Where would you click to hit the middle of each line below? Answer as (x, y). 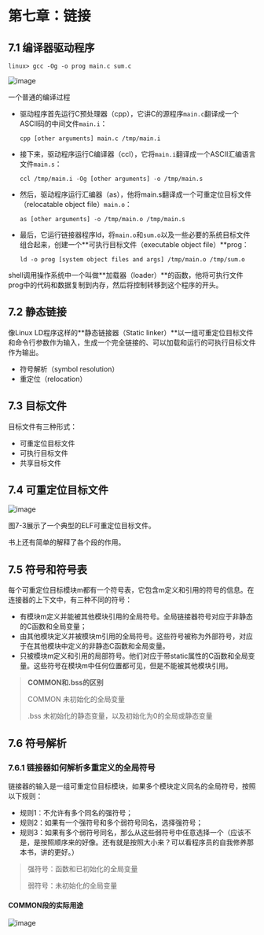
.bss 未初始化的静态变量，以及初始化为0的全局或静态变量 (120, 716)
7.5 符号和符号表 (48, 569)
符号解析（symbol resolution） (69, 369)
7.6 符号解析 (37, 743)
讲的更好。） (59, 852)
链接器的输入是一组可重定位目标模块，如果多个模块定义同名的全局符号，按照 (132, 786)
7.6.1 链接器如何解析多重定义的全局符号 (82, 767)
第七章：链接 (50, 16)
